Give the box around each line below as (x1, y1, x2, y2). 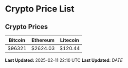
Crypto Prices (5, 23, 48, 31)
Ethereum (31, 37, 55, 43)
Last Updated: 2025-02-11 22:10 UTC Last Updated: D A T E (5, 57, 123, 63)
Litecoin (60, 37, 79, 43)
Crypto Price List (5, 3, 74, 14)
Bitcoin (8, 37, 26, 43)
